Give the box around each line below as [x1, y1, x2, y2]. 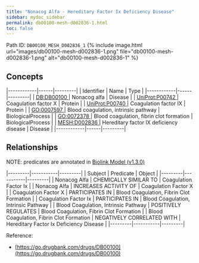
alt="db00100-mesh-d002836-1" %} [48, 54, 139, 61]
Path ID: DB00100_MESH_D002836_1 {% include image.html [6, 42, 143, 49]
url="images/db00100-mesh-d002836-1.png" [6, 48, 119, 55]
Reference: [6, 231, 33, 239]
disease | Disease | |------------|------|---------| [6, 126, 126, 133]
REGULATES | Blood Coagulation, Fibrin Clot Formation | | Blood [6, 208, 163, 215]
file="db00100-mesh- [120, 48, 174, 55]
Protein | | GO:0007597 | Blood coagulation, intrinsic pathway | [6, 107, 160, 114]
